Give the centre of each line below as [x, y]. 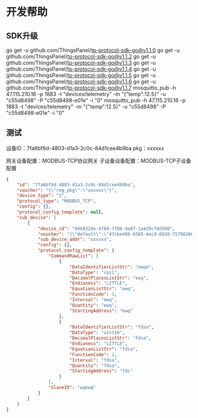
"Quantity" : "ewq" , [93, 305]
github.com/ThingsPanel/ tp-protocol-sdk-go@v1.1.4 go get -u [81, 69]
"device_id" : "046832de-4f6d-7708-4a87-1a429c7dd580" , [106, 228]
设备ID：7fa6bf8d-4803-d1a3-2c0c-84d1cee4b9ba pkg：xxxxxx [85, 148]
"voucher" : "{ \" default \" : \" [73, 234]
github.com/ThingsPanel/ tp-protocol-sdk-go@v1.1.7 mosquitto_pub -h [91, 88]
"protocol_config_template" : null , [60, 212]
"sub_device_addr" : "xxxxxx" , [75, 239]
